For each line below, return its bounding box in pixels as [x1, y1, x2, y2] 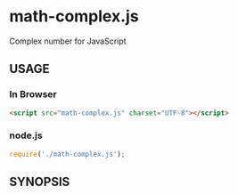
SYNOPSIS [9, 175, 70, 190]
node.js [9, 129, 43, 142]
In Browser [9, 88, 58, 101]
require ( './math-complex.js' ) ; [9, 150, 126, 158]
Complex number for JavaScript [9, 36, 127, 46]
